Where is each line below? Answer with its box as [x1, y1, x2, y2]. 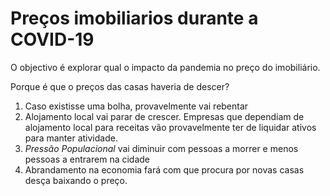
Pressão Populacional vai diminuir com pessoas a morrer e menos [24, 142, 299, 154]
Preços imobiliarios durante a [10, 7, 259, 30]
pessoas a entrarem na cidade [24, 153, 151, 165]
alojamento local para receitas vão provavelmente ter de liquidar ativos [24, 121, 317, 133]
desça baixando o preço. [24, 174, 128, 186]
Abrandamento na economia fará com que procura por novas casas [24, 163, 305, 176]
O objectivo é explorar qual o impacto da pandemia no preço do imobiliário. [10, 61, 321, 73]
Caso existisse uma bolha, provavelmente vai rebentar [24, 100, 249, 112]
